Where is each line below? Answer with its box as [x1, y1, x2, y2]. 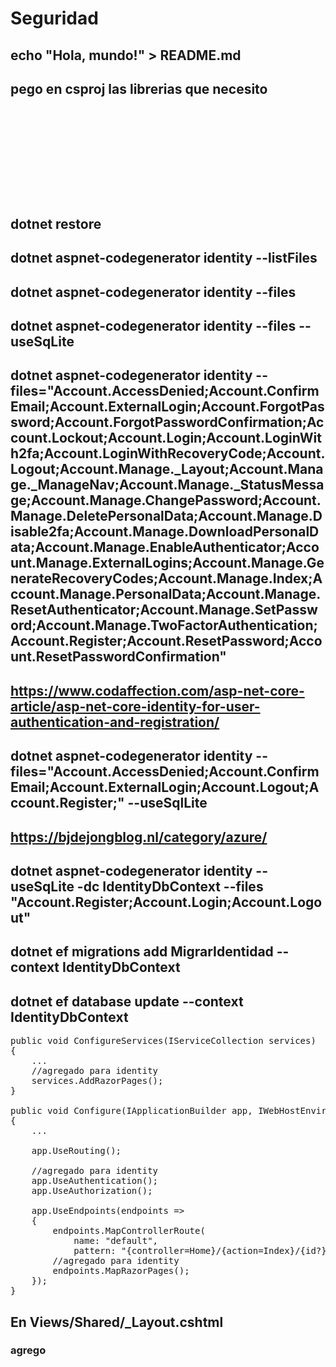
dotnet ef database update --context [10, 993, 244, 1010]
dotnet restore [10, 215, 102, 232]
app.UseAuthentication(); [31, 1175, 159, 1187]
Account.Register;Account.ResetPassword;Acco [10, 633, 323, 650]
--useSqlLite [127, 795, 208, 812]
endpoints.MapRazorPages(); [52, 1265, 190, 1277]
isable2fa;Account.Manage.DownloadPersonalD [10, 523, 320, 541]
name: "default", [73, 1235, 159, 1247]
